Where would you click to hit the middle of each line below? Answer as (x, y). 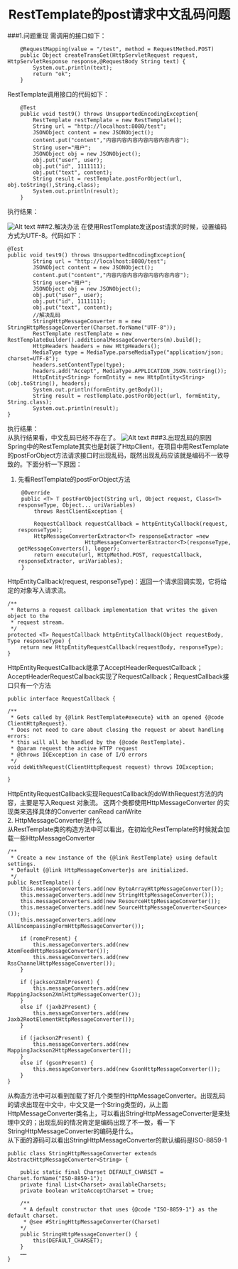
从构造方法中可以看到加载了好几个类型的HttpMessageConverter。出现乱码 (117, 1096)
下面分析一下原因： (54, 464)
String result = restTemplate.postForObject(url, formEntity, (127, 396)
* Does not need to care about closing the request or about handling (117, 730)
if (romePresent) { (49, 939)
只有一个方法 (32, 685)
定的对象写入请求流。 (38, 590)
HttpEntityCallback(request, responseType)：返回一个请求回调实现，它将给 (117, 581)
